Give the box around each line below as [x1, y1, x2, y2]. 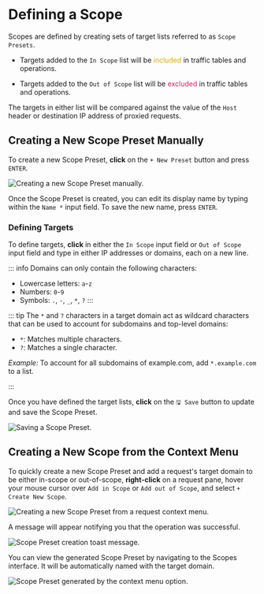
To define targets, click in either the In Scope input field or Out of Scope [8, 240, 242, 249]
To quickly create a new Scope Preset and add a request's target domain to [8, 466, 254, 476]
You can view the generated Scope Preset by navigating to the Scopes [8, 552, 238, 562]
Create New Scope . [8, 491, 67, 501]
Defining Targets [8, 222, 74, 233]
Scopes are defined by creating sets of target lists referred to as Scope [8, 32, 236, 41]
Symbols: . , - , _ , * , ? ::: [19, 296, 94, 305]
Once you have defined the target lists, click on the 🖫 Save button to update [8, 397, 255, 407]
